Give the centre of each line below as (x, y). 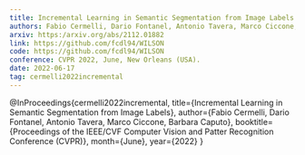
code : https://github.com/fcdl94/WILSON (87, 52)
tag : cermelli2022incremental (67, 77)
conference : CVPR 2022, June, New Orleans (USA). (105, 60)
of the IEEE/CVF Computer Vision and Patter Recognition (168, 131)
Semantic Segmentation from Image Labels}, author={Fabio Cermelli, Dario (150, 112)
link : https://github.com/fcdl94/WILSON (87, 43)
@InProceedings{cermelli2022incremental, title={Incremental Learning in (146, 102)
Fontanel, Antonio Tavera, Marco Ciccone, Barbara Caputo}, (122, 121)
